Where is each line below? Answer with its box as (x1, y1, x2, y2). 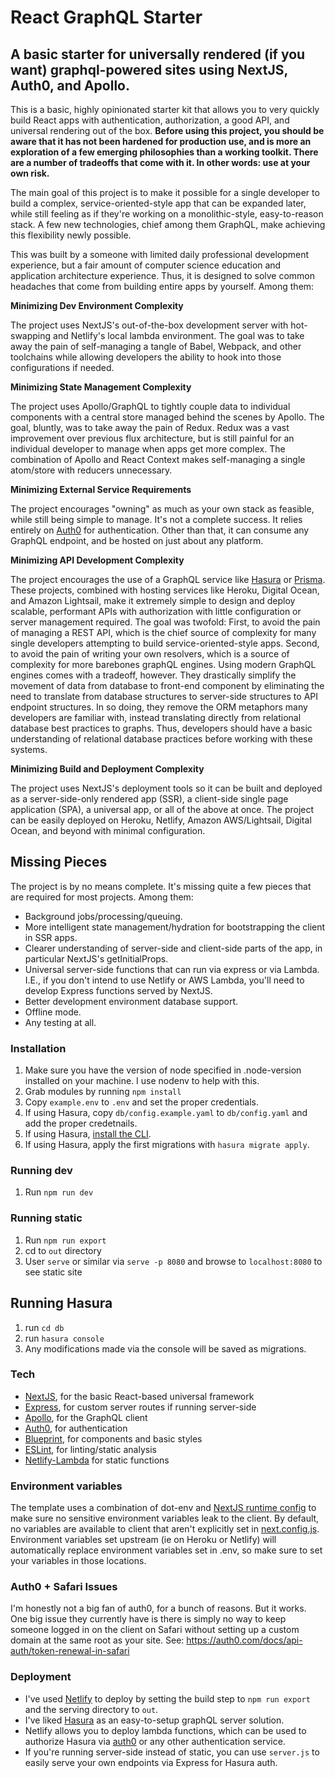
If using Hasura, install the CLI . (24, 1128, 152, 1140)
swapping (10, 330, 52, 341)
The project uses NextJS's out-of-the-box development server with (10, 319, 289, 331)
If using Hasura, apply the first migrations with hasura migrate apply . (24, 1139, 310, 1151)
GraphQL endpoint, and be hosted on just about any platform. (10, 535, 264, 546)
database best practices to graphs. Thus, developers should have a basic (10, 722, 313, 734)
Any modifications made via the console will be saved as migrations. (24, 1342, 307, 1355)
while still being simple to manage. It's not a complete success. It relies (10, 514, 303, 525)
